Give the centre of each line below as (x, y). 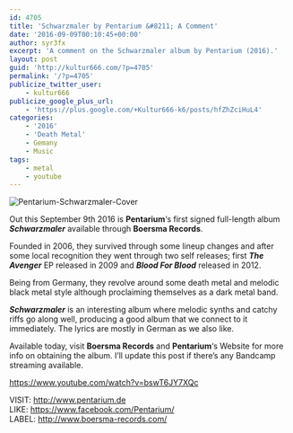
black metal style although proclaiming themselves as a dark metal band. (144, 292)
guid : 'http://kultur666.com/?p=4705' (82, 68)
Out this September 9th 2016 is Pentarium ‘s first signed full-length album (145, 219)
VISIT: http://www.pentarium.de (68, 400)
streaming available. (46, 366)
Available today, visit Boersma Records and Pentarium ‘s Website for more (146, 346)
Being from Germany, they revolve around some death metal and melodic (144, 283)
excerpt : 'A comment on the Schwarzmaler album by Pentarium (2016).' (144, 51)
